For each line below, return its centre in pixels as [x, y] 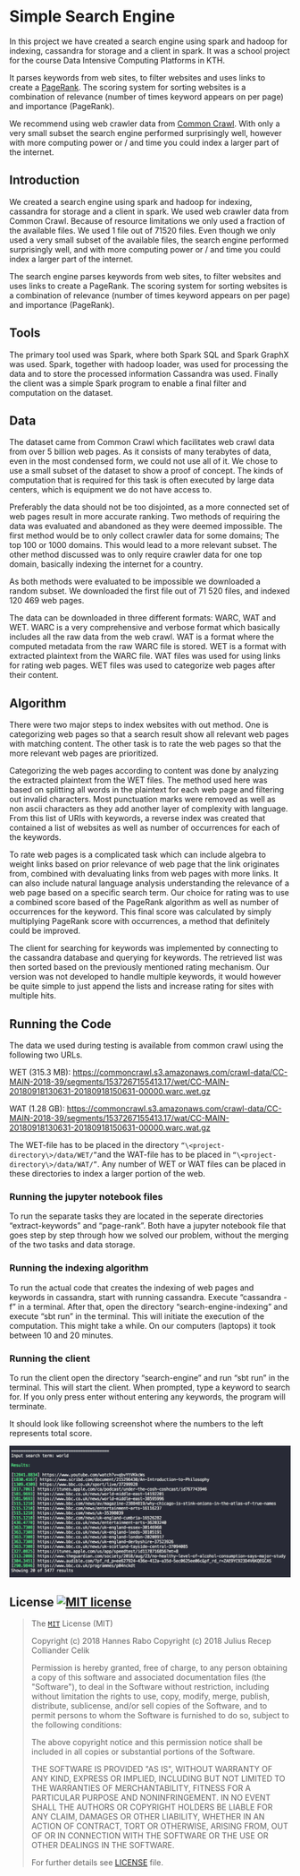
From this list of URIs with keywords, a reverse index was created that [137, 818]
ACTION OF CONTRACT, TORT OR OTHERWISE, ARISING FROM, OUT [159, 1826]
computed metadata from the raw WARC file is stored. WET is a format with [148, 647]
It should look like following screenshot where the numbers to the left [136, 1423]
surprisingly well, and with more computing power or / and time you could [145, 249]
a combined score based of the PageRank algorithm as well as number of [144, 903]
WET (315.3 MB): [40, 1072]
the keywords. [35, 837]
